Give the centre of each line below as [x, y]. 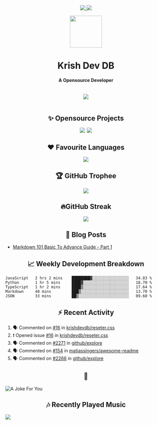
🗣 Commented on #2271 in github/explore [58, 343]
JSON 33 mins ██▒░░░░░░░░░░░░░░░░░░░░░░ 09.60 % [79, 296]
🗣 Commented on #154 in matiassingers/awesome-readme [76, 351]
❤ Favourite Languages [86, 147]
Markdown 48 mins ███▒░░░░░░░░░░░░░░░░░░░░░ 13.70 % [79, 292]
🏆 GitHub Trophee [86, 176]
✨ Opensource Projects [86, 118]
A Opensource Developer [86, 80]
